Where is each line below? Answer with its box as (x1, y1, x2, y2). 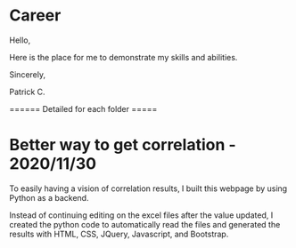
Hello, (9, 35, 31, 45)
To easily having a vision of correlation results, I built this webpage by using (9, 183, 288, 194)
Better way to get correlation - (9, 135, 236, 156)
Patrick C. (9, 86, 46, 97)
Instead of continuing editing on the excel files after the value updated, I (9, 210, 274, 220)
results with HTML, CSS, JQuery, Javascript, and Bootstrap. (9, 228, 229, 239)
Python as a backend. (9, 192, 89, 203)
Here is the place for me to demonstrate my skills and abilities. (9, 52, 238, 62)
